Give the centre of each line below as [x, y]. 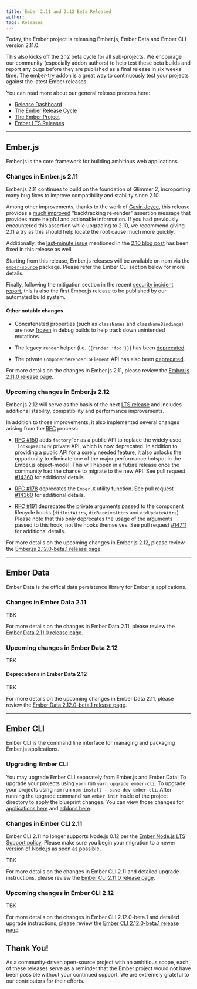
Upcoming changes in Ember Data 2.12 [62, 648]
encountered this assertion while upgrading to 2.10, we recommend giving [95, 226]
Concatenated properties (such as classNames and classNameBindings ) [99, 324]
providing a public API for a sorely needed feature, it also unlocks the [98, 452]
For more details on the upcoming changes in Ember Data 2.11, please [90, 698]
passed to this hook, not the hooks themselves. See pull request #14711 [101, 525]
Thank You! [27, 948]
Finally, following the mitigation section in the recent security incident [90, 285]
